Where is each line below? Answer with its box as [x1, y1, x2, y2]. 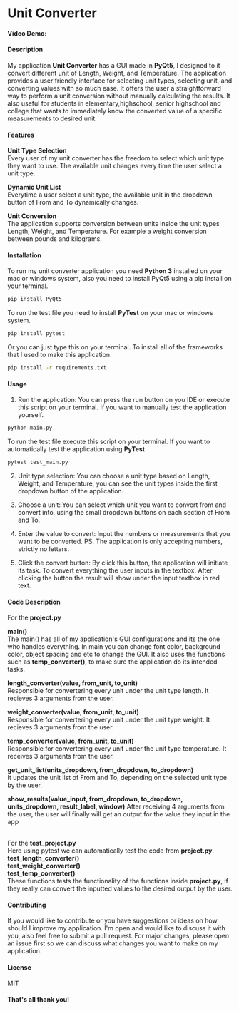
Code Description [7, 597, 61, 606]
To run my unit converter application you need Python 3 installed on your [7, 267, 223, 275]
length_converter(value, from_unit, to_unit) [7, 679, 138, 687]
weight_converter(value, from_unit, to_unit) [7, 708, 139, 717]
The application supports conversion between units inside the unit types [7, 220, 220, 228]
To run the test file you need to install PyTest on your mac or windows [7, 309, 213, 317]
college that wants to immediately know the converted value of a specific [7, 106, 223, 115]
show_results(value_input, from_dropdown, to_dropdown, [7, 795, 183, 804]
